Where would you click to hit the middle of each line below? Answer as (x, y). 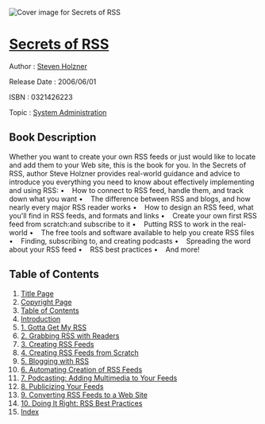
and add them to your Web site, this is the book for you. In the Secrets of (128, 165)
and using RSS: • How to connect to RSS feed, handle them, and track (127, 190)
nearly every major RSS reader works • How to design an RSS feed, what (131, 207)
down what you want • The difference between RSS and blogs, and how (130, 199)
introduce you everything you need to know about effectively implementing (132, 182)
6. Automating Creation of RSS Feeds (81, 369)
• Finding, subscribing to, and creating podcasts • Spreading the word (130, 241)
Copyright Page (46, 302)
